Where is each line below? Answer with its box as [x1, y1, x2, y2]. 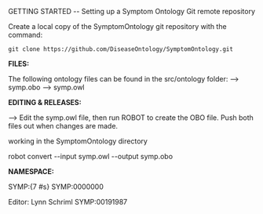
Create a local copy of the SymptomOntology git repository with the [8, 22, 227, 31]
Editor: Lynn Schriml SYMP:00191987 [8, 198, 128, 206]
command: [8, 31, 43, 39]
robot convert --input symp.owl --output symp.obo [8, 152, 174, 161]
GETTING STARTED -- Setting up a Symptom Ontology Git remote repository [8, 7, 256, 16]
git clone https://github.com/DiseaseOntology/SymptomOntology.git [8, 45, 234, 53]
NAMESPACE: [8, 167, 55, 176]
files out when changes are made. [8, 122, 119, 130]
